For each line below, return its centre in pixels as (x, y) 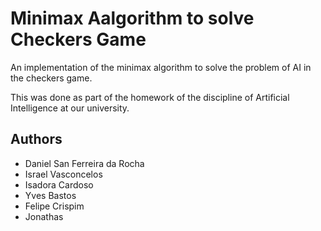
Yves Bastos (50, 195)
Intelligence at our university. (70, 108)
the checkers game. (51, 78)
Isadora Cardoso (59, 184)
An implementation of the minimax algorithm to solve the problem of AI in (161, 67)
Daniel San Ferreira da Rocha (84, 163)
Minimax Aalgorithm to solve (132, 18)
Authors (36, 139)
